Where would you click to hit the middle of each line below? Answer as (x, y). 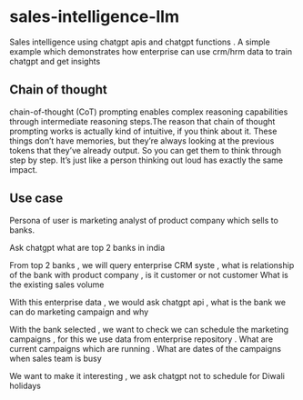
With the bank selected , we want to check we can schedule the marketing (149, 329)
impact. (24, 169)
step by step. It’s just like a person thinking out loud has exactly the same (146, 160)
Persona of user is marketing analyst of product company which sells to (144, 220)
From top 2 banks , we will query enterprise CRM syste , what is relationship (152, 265)
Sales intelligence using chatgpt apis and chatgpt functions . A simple (140, 42)
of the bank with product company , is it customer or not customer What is (149, 275)
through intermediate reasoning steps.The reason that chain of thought (142, 121)
